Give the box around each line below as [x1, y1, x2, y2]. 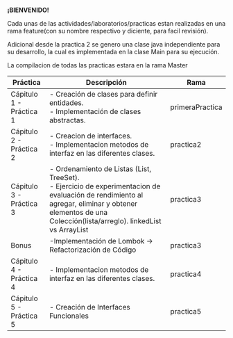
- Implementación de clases [49, 107, 141, 116]
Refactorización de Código [49, 245, 137, 255]
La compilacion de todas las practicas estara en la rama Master [7, 61, 189, 69]
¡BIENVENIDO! [7, 6, 50, 14]
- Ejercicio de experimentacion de [49, 182, 161, 191]
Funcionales [49, 311, 89, 321]
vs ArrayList [49, 225, 89, 234]
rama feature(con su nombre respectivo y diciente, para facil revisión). [7, 27, 209, 35]
